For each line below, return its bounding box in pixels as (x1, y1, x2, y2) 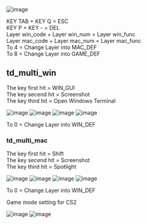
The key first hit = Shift (6, 150, 64, 157)
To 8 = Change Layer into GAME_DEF (6, 50, 100, 58)
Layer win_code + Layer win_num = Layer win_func (6, 31, 136, 38)
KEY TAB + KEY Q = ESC (6, 18, 69, 24)
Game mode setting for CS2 (6, 199, 77, 206)
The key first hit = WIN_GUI (6, 84, 75, 91)
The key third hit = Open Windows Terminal (6, 97, 116, 104)
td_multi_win (6, 68, 57, 78)
